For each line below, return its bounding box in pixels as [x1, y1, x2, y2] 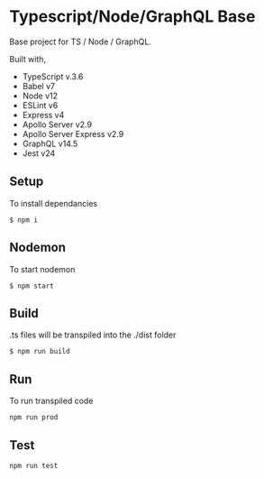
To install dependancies [9, 198, 97, 208]
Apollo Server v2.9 [22, 119, 93, 130]
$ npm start [9, 281, 54, 290]
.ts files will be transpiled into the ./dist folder [9, 329, 177, 340]
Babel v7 [22, 80, 56, 91]
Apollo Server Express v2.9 [22, 128, 124, 139]
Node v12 [22, 90, 59, 101]
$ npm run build [9, 347, 70, 356]
